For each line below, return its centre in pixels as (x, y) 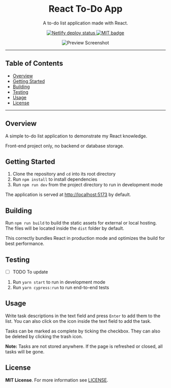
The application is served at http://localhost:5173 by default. (68, 195)
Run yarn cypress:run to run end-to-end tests (61, 288)
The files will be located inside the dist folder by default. (65, 228)
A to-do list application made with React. (85, 23)
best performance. (25, 244)
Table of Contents (34, 63)
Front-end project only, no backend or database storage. (65, 146)
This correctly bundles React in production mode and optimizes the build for (85, 238)
